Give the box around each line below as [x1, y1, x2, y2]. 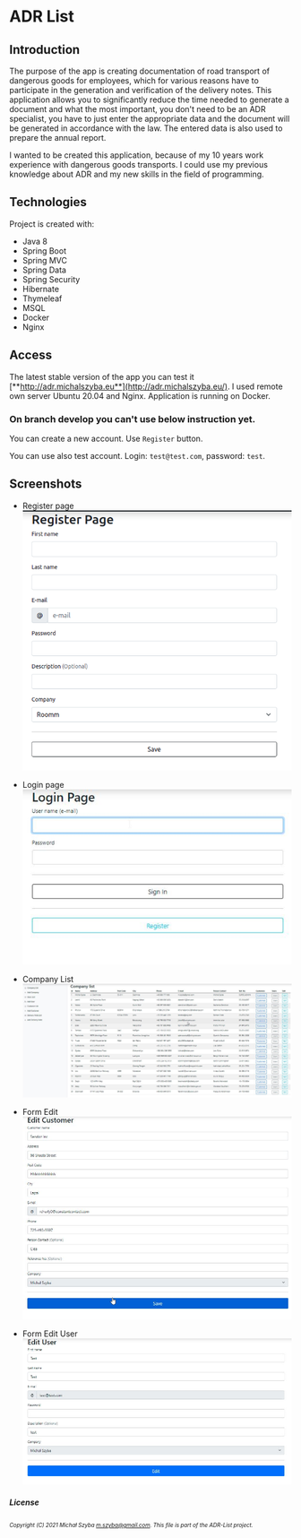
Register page [21, 500, 74, 511]
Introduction [9, 42, 81, 57]
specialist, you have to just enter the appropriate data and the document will [9, 114, 290, 124]
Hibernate [21, 283, 60, 294]
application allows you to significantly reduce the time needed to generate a [9, 94, 289, 105]
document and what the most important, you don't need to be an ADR [9, 104, 266, 114]
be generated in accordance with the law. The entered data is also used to [9, 123, 283, 134]
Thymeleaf [21, 293, 63, 304]
